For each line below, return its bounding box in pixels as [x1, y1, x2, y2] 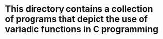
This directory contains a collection [5, 3, 153, 14]
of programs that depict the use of [5, 13, 148, 25]
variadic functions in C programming [5, 24, 159, 35]
